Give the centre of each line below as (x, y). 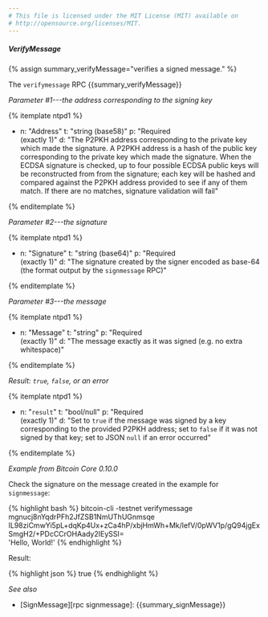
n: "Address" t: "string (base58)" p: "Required (95, 131)
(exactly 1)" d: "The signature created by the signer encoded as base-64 (140, 262)
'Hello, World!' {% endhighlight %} (65, 542)
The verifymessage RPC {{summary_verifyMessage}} (95, 84)
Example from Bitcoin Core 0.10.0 (63, 469)
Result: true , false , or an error (59, 381)
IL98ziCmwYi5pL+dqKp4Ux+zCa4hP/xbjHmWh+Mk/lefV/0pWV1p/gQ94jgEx (134, 525)
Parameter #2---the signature (58, 223)
